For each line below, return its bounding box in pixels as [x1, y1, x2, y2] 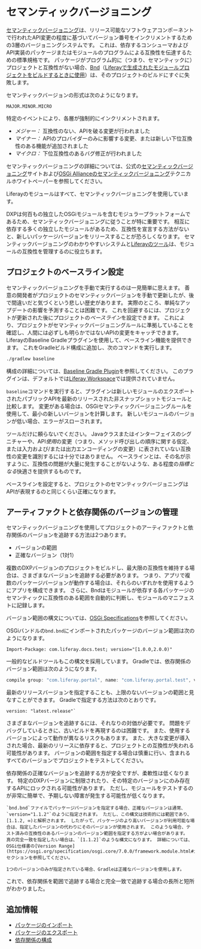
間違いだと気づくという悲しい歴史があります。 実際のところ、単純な [11, 299, 181, 306]
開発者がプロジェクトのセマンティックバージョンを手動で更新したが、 [16, 291, 189, 299]
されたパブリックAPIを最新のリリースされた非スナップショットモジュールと [6, 395, 193, 402]
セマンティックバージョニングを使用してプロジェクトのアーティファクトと [6, 524, 188, 531]
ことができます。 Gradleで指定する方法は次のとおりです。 [16, 696, 160, 704]
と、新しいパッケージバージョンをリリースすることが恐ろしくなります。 [6, 233, 183, 240]
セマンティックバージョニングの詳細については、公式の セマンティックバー [6, 162, 188, 169]
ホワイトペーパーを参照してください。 [11, 177, 106, 184]
